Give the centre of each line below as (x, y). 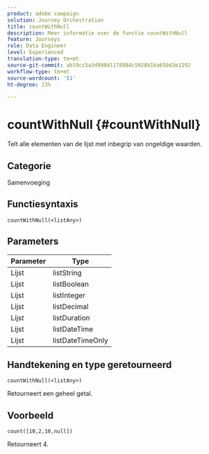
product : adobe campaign (43, 14)
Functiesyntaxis (43, 204)
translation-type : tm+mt (43, 59)
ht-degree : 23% (29, 85)
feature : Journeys (34, 40)
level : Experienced (35, 53)
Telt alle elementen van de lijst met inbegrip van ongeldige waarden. (105, 144)
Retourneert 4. (28, 444)
